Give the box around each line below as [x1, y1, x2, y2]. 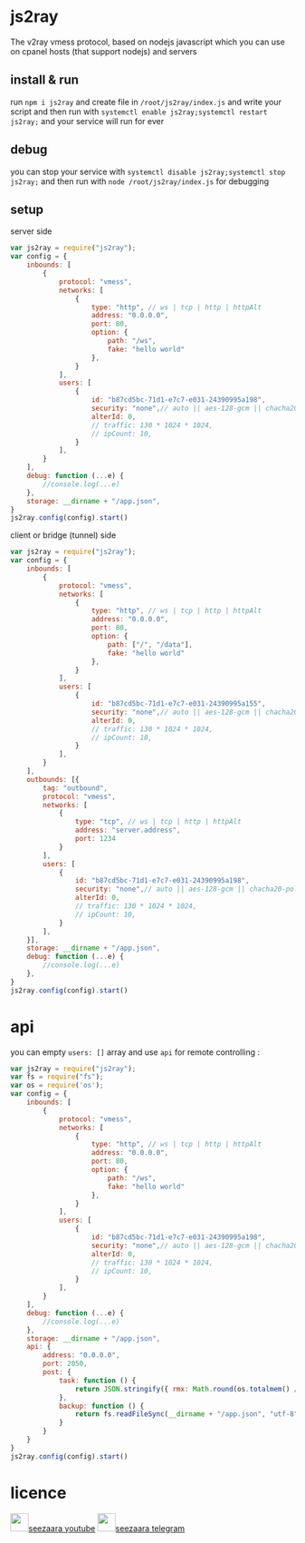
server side [10, 226, 52, 237]
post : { [43, 1368, 71, 1377]
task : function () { [58, 1376, 137, 1385]
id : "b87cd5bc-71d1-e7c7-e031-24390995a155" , [91, 699, 266, 708]
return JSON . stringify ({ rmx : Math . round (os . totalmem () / [74, 1384, 299, 1393]
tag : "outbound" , [43, 783, 108, 793]
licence [10, 1482, 67, 1503]
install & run [10, 73, 80, 88]
